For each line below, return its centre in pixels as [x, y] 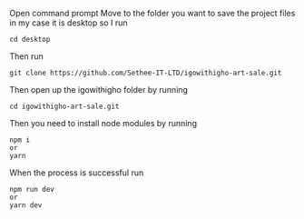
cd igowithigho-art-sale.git [64, 106]
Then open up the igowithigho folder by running [99, 90]
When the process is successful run [77, 173]
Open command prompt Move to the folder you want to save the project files [152, 13]
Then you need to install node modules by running [103, 123]
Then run [26, 56]
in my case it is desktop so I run [69, 23]
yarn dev [26, 205]
